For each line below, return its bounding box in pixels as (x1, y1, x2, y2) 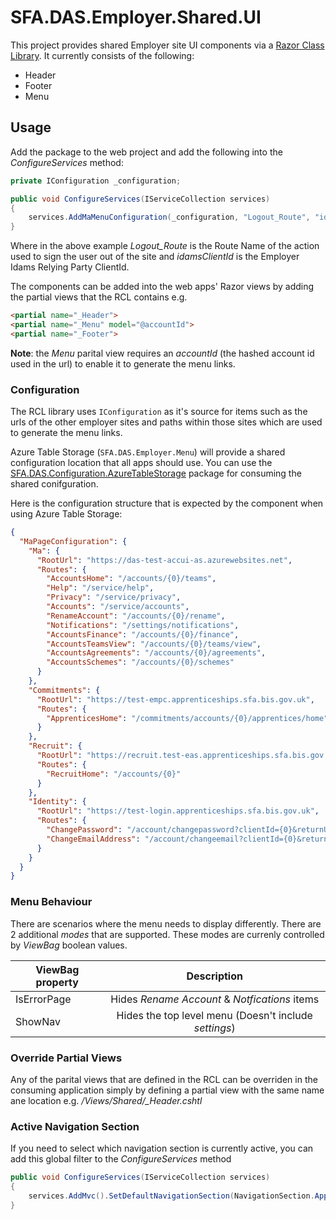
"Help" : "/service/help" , (46, 583, 155, 593)
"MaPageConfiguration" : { (19, 536, 128, 546)
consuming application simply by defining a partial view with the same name (10, 1084, 325, 1096)
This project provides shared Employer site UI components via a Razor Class (10, 39, 325, 51)
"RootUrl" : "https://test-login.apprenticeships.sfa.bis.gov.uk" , (36, 806, 320, 816)
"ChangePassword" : (46, 825, 123, 835)
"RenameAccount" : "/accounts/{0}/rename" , (46, 611, 226, 621)
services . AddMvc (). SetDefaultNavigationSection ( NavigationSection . (28, 1191, 315, 1201)
